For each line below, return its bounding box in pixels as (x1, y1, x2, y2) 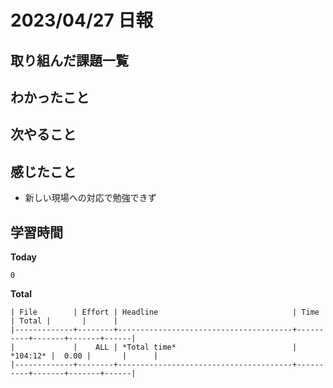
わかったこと (10, 89, 90, 106)
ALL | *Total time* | (95, 342, 298, 352)
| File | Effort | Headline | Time (10, 307, 320, 317)
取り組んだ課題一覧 (10, 52, 129, 69)
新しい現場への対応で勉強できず (24, 192, 157, 204)
